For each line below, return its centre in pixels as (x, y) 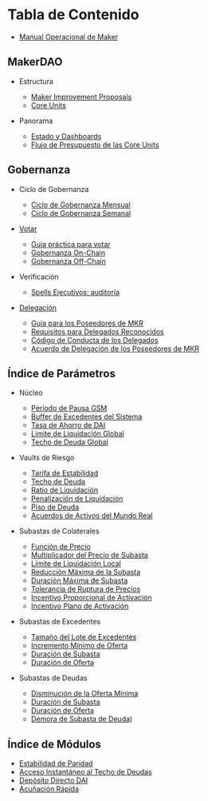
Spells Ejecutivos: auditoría (75, 292)
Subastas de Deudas (53, 678)
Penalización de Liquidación (77, 499)
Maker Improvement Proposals (81, 97)
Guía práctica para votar (71, 244)
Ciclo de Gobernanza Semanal (81, 213)
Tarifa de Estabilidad (65, 473)
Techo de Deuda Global (70, 442)
